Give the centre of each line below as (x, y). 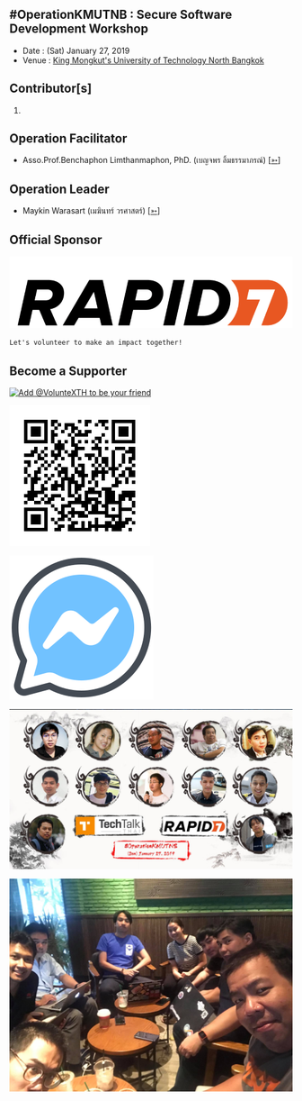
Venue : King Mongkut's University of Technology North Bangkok (143, 60)
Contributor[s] (51, 89)
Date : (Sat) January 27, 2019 (76, 50)
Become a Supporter (68, 371)
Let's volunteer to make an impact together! (96, 343)
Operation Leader (59, 189)
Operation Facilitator (68, 139)
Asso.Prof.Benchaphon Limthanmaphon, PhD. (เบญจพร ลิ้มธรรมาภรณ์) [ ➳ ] (151, 160)
